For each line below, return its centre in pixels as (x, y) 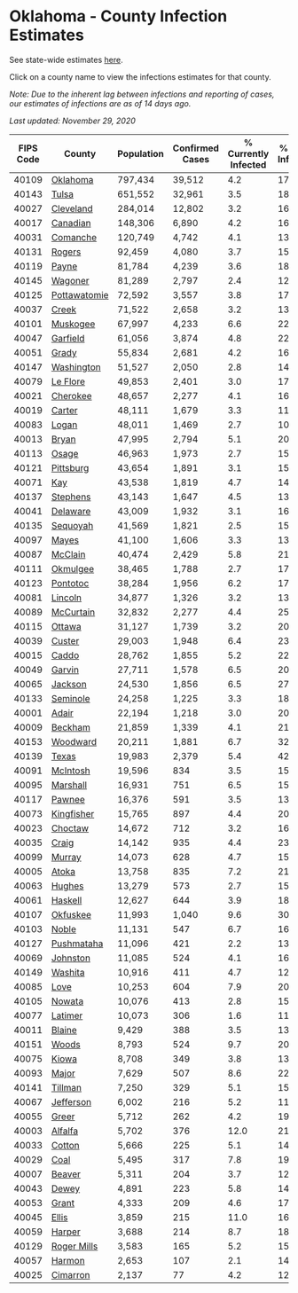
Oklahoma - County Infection (118, 16)
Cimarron (71, 1274)
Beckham (71, 727)
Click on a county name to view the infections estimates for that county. (141, 76)
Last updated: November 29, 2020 (72, 121)
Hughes (67, 886)
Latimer (67, 1015)
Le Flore (68, 381)
